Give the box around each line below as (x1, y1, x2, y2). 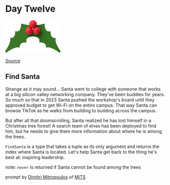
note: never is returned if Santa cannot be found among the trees (5, 164, 141, 170)
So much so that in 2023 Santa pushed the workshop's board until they (5, 97, 155, 103)
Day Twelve (5, 3, 56, 15)
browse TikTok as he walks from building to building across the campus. (5, 107, 157, 113)
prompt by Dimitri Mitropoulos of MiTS (5, 174, 86, 180)
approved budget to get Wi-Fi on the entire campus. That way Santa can (5, 102, 157, 108)
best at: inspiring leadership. (5, 154, 65, 160)
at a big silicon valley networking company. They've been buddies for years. (5, 91, 165, 97)
